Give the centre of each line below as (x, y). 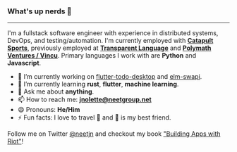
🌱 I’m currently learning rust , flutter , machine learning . (98, 84)
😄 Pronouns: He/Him (49, 110)
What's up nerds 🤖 (39, 11)
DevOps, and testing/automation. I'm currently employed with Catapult (110, 41)
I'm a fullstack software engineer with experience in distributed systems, (113, 33)
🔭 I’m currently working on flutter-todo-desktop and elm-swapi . (110, 77)
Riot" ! (15, 141)
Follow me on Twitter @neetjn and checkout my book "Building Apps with (114, 134)
